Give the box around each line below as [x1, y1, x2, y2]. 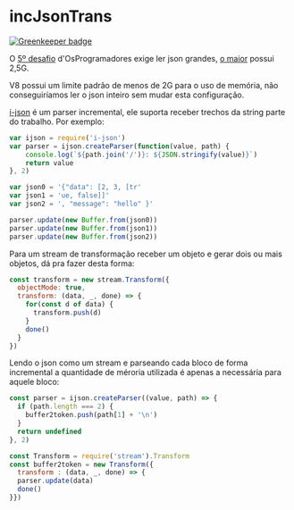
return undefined [17, 427, 82, 436]
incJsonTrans [9, 6, 113, 27]
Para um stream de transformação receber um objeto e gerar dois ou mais [9, 248, 283, 259]
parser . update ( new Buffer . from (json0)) [9, 215, 158, 224]
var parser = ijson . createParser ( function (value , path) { [9, 141, 230, 151]
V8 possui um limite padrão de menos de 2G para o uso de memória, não [9, 79, 279, 90]
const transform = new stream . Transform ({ [9, 275, 170, 284]
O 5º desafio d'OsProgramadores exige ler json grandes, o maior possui [9, 53, 274, 63]
